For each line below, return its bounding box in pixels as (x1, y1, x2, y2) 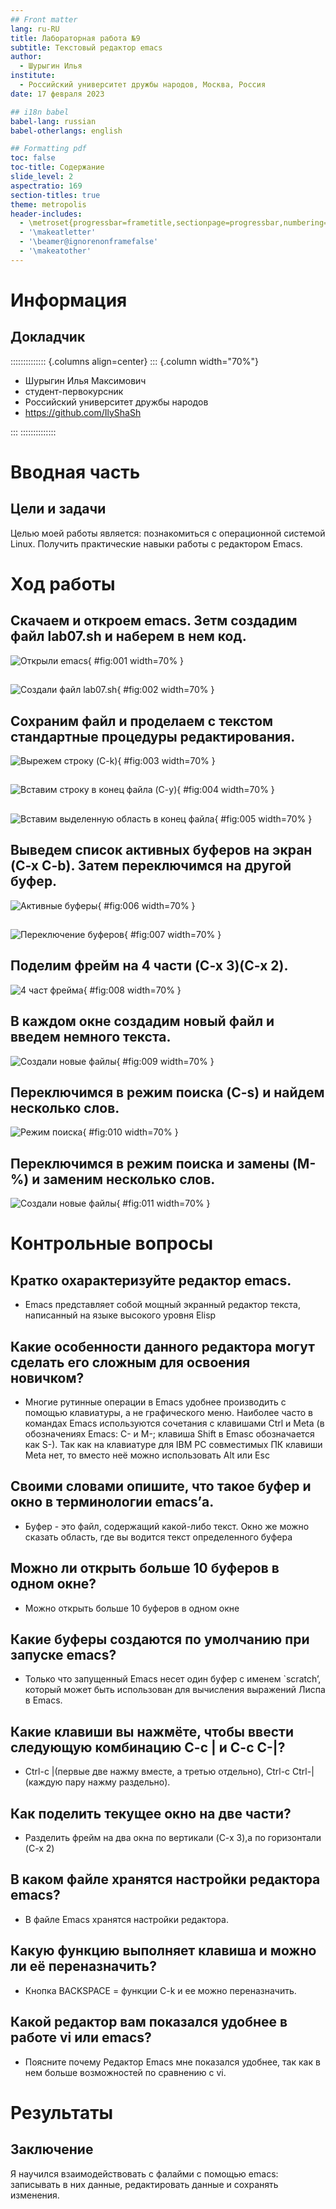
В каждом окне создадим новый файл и (10, 1013, 275, 1030)
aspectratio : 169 (10, 181, 83, 191)
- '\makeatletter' (19, 227, 97, 238)
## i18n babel (10, 107, 70, 117)
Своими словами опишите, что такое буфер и (10, 1478, 312, 1495)
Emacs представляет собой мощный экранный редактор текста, (24, 1299, 301, 1311)
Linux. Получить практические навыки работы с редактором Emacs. (10, 537, 303, 550)
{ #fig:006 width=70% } (97, 899, 196, 911)
